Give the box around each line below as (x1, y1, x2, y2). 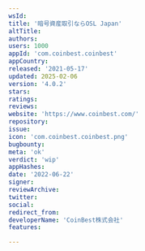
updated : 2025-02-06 (8, 72, 79, 80)
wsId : (8, 11, 27, 20)
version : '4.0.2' (8, 80, 67, 88)
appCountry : (8, 58, 49, 66)
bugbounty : (8, 140, 45, 149)
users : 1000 (8, 42, 49, 50)
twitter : (8, 193, 38, 201)
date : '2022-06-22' (8, 171, 75, 179)
